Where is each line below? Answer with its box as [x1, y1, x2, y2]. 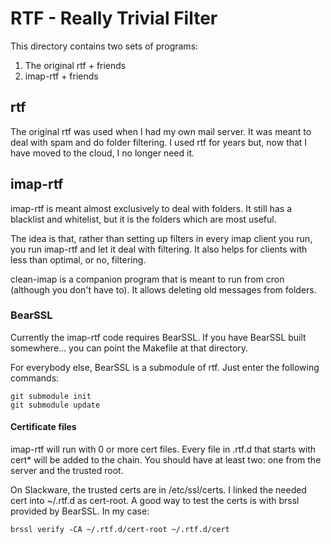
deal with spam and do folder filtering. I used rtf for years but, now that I [10, 136, 308, 148]
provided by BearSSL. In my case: [10, 505, 150, 517]
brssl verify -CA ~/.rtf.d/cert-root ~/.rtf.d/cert [10, 525, 230, 535]
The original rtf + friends [24, 59, 127, 71]
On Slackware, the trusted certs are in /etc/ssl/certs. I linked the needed [10, 484, 307, 496]
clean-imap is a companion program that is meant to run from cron [10, 273, 285, 285]
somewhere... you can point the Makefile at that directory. [10, 342, 249, 354]
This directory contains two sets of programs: [10, 40, 199, 52]
